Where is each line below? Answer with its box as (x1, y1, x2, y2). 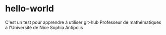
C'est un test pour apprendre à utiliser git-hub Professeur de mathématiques (5, 19, 162, 25)
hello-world (5, 3, 55, 14)
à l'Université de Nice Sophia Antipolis (5, 24, 83, 30)
